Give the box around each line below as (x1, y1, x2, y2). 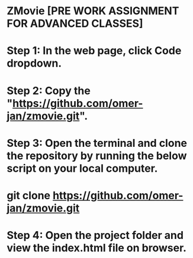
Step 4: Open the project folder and (7, 229, 184, 242)
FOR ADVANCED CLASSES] (7, 17, 144, 30)
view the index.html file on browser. (7, 241, 187, 255)
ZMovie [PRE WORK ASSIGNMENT (7, 4, 179, 18)
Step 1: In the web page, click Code (7, 44, 182, 58)
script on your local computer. (7, 162, 158, 175)
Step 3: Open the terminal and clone (7, 136, 187, 150)
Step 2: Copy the (7, 84, 91, 97)
